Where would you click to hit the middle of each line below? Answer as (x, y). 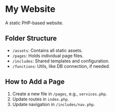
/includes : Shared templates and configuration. (61, 61)
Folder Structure (31, 38)
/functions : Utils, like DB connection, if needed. (61, 66)
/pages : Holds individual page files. (48, 56)
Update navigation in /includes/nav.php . (54, 104)
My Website (30, 9)
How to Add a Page (35, 82)
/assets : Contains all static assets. (47, 50)
